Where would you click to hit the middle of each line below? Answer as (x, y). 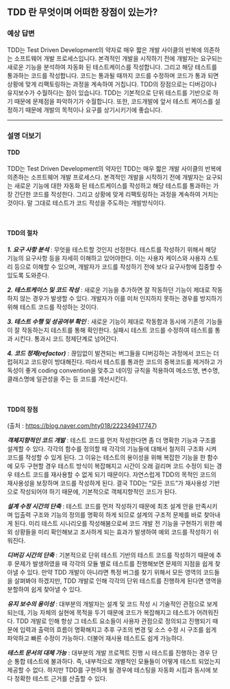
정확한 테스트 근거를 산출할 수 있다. (61, 679)
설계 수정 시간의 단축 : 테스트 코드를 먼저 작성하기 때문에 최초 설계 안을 (100, 507)
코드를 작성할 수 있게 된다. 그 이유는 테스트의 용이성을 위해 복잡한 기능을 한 (106, 457)
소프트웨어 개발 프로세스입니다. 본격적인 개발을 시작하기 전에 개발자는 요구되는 (118, 58)
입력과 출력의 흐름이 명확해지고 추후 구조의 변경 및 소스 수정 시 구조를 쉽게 (118, 630)
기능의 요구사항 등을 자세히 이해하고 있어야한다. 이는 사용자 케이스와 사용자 (107, 258)
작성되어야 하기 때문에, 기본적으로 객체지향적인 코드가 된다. (98, 492)
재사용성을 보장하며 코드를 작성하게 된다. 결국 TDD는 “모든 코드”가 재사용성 (107, 483)
